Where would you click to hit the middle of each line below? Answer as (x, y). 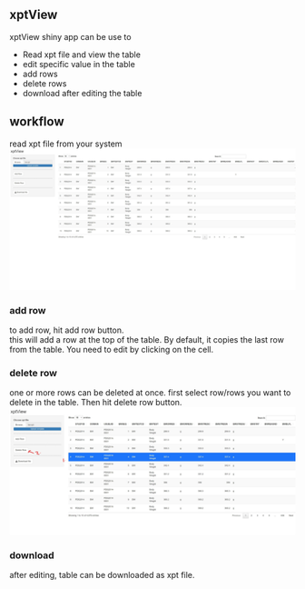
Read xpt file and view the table (81, 55)
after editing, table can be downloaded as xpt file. (102, 575)
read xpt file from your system (66, 144)
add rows (40, 74)
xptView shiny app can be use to (70, 36)
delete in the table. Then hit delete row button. (96, 403)
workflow (37, 122)
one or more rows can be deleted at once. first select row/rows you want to (150, 393)
